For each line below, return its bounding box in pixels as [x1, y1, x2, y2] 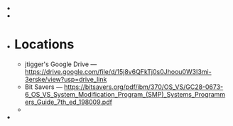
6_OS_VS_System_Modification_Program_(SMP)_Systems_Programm [24, 90, 226, 98]
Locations [13, 36, 75, 53]
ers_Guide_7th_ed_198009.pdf [24, 98, 112, 106]
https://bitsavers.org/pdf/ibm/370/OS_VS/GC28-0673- [63, 83, 224, 91]
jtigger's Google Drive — [24, 60, 97, 68]
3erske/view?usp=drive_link [24, 75, 107, 83]
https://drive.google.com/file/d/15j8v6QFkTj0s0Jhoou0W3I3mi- [24, 67, 212, 75]
